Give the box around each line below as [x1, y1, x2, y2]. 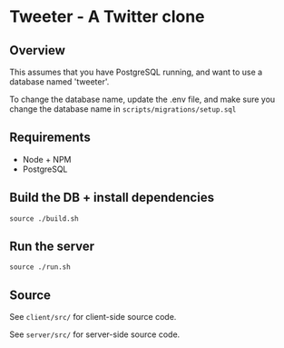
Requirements [9, 130, 91, 145]
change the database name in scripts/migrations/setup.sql [9, 104, 237, 114]
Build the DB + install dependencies [9, 190, 215, 205]
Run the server [9, 239, 95, 254]
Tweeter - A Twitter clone [9, 6, 205, 27]
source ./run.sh [9, 263, 71, 272]
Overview [9, 43, 66, 58]
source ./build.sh [9, 214, 79, 224]
